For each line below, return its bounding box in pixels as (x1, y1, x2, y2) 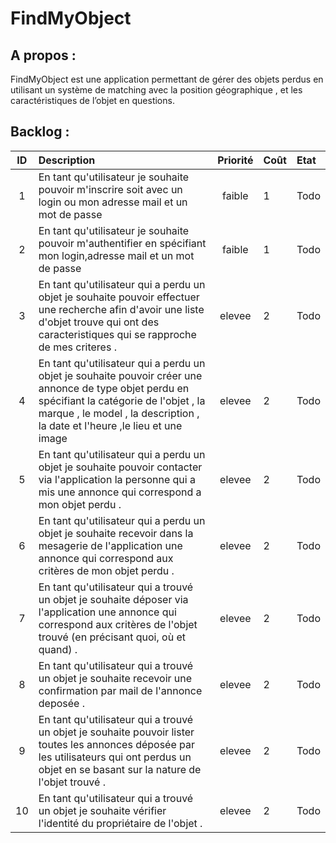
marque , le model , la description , (38, 406, 200, 420)
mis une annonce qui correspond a (38, 485, 202, 499)
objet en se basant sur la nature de (38, 762, 202, 776)
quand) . (38, 642, 78, 656)
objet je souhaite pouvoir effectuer (38, 290, 200, 304)
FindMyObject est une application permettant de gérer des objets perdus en (10, 73, 324, 85)
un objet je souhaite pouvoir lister (38, 725, 195, 739)
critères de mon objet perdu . (38, 563, 175, 577)
